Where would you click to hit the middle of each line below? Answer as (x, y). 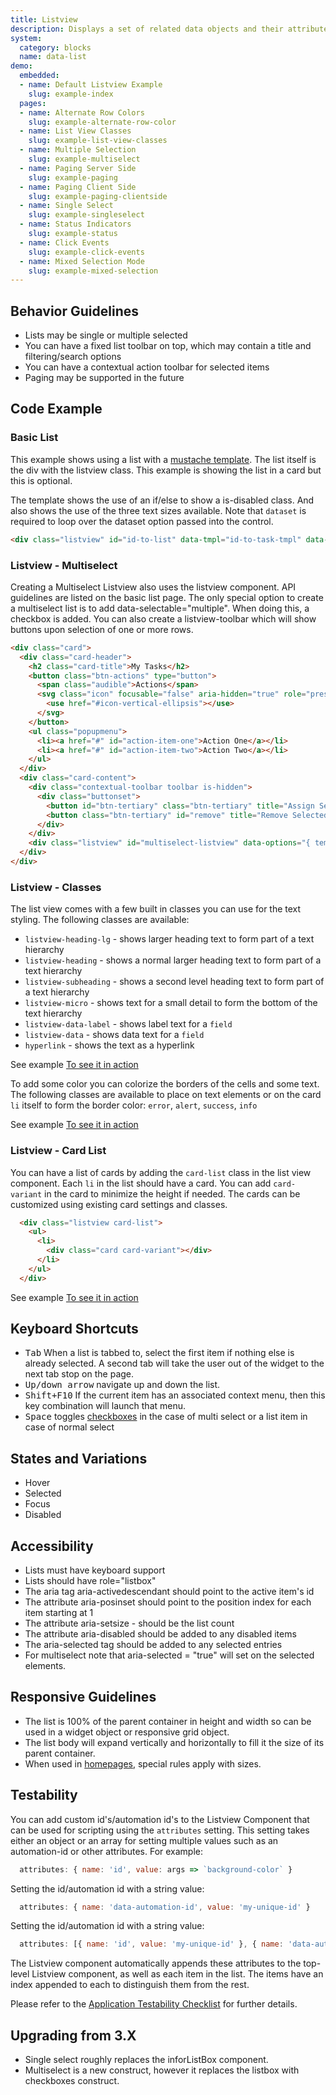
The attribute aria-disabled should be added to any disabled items (160, 1634)
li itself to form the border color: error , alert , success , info (134, 1105)
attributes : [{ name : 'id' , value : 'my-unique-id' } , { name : (151, 1944)
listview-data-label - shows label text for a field (128, 1024)
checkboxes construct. (72, 2081)
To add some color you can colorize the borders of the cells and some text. (165, 1084)
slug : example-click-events (86, 252)
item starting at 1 (59, 1613)
